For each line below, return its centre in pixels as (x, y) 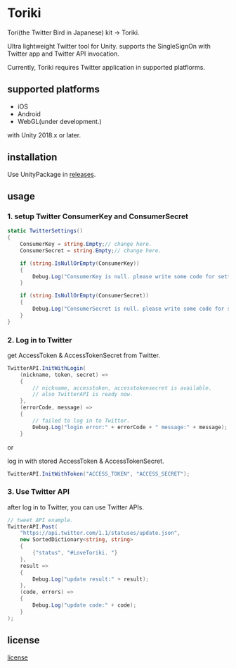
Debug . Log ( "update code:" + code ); (85, 605)
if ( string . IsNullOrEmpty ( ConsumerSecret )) (85, 296)
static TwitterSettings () (45, 231)
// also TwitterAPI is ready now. (83, 395)
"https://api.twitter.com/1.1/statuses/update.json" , (100, 533)
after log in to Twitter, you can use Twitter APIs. (76, 507)
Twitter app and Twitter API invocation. (63, 54)
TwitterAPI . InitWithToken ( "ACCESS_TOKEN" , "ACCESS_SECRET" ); (99, 474)
